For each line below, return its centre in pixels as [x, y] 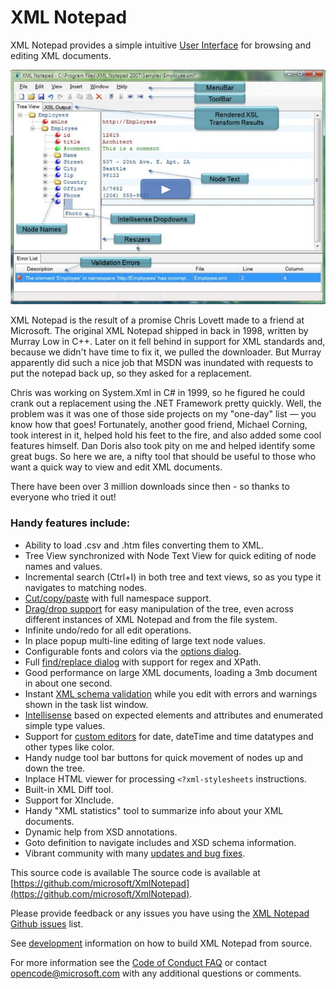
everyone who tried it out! [63, 497]
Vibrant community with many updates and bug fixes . [135, 853]
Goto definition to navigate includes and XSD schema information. [160, 842]
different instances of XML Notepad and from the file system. [151, 619]
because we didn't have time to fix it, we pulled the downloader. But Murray [166, 352]
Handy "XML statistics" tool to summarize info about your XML [154, 810]
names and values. [63, 566]
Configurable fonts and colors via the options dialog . [133, 651]
